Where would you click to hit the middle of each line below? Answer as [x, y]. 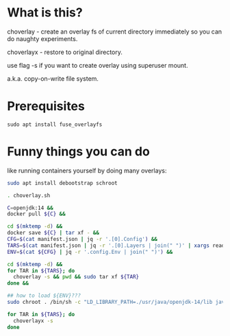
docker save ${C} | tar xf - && [53, 233]
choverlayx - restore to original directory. [65, 52]
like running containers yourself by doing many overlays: [87, 170]
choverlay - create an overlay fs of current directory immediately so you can [115, 31]
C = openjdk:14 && [30, 208]
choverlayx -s [33, 321]
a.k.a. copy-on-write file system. [53, 78]
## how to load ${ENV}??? [44, 296]
